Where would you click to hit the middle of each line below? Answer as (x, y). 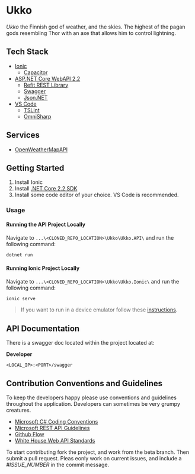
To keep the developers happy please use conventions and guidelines (91, 397)
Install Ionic (29, 182)
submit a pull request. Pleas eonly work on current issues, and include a (94, 459)
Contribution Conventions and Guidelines (84, 383)
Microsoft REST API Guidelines (52, 428)
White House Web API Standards (55, 441)
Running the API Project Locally (46, 224)
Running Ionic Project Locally (43, 268)
